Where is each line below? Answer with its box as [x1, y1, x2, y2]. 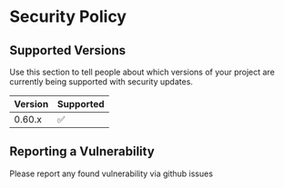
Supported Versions [9, 43, 126, 58]
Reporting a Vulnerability [9, 143, 155, 160]
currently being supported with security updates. [9, 76, 194, 87]
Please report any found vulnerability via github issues [9, 168, 214, 179]
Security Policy [9, 6, 127, 27]
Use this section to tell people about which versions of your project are [9, 66, 275, 77]
